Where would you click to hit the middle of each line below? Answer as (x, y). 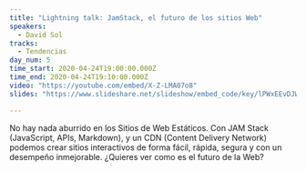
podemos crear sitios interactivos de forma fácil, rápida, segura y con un (146, 147)
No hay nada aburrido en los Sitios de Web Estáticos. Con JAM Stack (139, 127)
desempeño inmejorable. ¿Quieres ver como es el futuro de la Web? (137, 156)
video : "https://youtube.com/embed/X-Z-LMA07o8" (103, 85)
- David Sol (41, 35)
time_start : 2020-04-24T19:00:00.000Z (83, 69)
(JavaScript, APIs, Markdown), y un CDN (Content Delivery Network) (138, 137)
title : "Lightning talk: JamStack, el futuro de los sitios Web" (136, 18)
